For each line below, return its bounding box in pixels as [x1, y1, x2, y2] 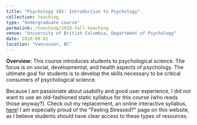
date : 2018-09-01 [6, 36, 49, 42]
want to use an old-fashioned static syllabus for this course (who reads [6, 93, 178, 100]
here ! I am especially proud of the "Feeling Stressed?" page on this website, [6, 106, 189, 113]
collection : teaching [6, 14, 59, 20]
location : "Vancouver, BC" [6, 42, 72, 48]
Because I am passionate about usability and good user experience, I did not [6, 87, 191, 94]
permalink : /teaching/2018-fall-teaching [6, 25, 109, 31]
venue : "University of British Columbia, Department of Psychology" [6, 31, 177, 36]
